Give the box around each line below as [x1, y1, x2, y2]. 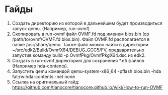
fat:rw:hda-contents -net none [12, 73, 75, 79]
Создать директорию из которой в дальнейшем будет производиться [12, 20, 163, 26]
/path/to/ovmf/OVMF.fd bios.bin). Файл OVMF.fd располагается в [12, 36, 150, 42]
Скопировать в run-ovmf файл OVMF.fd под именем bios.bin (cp [12, 31, 149, 37]
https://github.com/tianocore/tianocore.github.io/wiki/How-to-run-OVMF [12, 84, 163, 90]
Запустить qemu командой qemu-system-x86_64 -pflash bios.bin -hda [12, 68, 161, 74]
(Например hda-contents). [12, 63, 68, 69]
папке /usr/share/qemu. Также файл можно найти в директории [12, 41, 149, 47]
